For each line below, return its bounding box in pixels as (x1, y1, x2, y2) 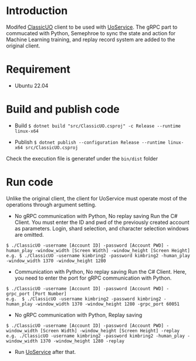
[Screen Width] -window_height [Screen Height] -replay (40, 328, 180, 333)
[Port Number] (32, 291, 67, 297)
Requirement (6, 63, 70, 76)
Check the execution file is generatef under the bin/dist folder (6, 155, 158, 162)
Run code (6, 176, 53, 189)
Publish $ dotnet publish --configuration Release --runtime (14, 138, 165, 145)
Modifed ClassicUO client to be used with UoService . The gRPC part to (6, 23, 178, 30)
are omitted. (14, 231, 44, 238)
